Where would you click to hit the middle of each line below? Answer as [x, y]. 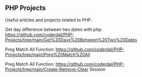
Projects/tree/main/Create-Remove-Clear [47, 69]
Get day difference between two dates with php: [54, 29]
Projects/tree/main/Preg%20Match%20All [48, 54]
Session [97, 69]
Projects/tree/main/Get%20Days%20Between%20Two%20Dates [71, 40]
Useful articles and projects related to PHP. [48, 20]
